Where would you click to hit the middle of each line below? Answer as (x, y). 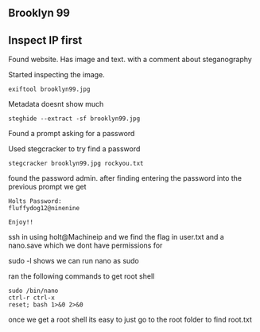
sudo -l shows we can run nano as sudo (74, 261)
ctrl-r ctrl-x (32, 298)
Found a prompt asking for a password (72, 134)
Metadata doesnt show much (56, 104)
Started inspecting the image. (56, 75)
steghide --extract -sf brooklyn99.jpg (74, 119)
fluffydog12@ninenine (44, 209)
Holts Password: (35, 201)
